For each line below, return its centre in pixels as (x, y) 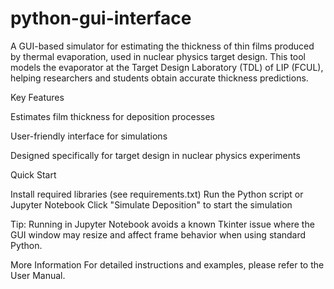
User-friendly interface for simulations (89, 136)
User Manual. (38, 275)
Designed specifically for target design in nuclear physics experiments (155, 155)
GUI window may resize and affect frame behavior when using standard (158, 234)
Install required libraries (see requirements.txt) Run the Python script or (157, 194)
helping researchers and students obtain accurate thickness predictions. (159, 78)
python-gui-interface (101, 18)
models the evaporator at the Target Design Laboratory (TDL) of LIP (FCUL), (167, 67)
